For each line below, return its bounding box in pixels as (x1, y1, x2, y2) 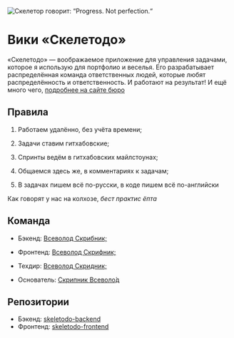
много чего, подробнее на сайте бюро (7, 86, 125, 94)
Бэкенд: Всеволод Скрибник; (17, 234, 107, 242)
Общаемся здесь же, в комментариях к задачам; (17, 166, 169, 175)
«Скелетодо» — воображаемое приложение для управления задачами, (7, 55, 228, 63)
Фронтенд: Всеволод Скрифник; (17, 247, 116, 256)
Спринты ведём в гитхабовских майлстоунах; (17, 153, 158, 161)
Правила (7, 106, 49, 118)
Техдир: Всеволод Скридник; (17, 261, 107, 270)
